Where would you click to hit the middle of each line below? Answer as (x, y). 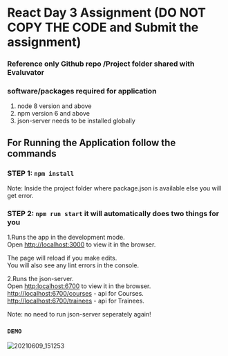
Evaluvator (26, 73)
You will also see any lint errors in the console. (73, 265)
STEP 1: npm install (41, 173)
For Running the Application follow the (92, 142)
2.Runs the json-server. (40, 279)
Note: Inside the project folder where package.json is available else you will (114, 188)
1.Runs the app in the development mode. (66, 238)
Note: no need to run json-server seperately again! (79, 314)
